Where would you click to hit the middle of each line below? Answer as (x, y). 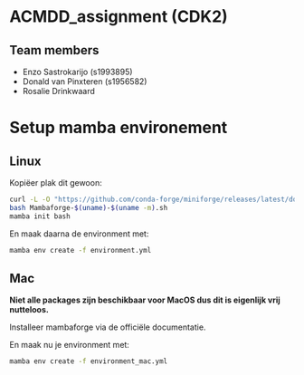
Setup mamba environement (119, 128)
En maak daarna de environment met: (79, 234)
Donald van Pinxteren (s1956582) (85, 82)
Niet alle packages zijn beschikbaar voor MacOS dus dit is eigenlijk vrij (145, 300)
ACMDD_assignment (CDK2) (119, 17)
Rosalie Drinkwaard (58, 91)
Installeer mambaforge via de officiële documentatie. (108, 327)
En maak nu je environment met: (69, 345)
